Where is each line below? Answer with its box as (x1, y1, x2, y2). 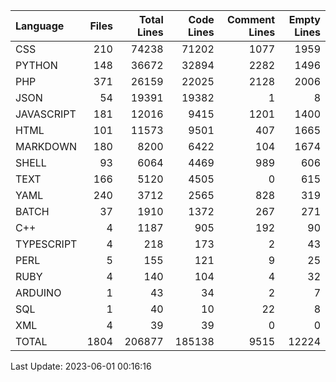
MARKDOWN (15, 140, 78, 153)
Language (15, 19, 65, 33)
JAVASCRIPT (15, 107, 77, 121)
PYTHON (15, 59, 58, 72)
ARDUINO (15, 286, 62, 299)
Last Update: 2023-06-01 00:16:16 (10, 360, 152, 372)
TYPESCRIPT (15, 237, 78, 251)
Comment (226, 13, 276, 26)
